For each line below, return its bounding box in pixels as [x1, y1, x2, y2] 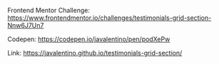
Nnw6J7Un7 [7, 21, 44, 29]
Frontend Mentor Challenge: [7, 6, 91, 14]
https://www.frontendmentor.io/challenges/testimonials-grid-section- [7, 14, 212, 22]
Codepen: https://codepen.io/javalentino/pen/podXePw [7, 35, 170, 43]
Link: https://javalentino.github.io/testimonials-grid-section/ [7, 49, 183, 57]
